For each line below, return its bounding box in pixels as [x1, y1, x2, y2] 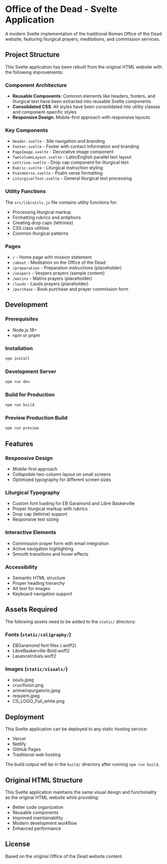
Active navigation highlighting [12, 546, 74, 552]
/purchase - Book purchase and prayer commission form [12, 286, 129, 292]
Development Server [5, 368, 56, 375]
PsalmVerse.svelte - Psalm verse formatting [12, 170, 103, 176]
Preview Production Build [5, 414, 68, 421]
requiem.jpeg [12, 693, 40, 699]
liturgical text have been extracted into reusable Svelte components [12, 99, 152, 105]
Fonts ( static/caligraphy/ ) [5, 631, 71, 638]
